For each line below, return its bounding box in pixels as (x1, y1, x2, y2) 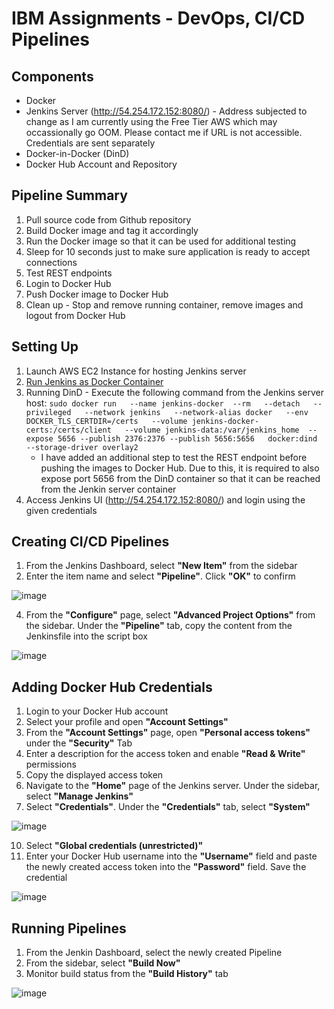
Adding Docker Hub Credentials (11, 678, 213, 696)
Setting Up (11, 338, 79, 356)
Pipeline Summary (11, 187, 128, 204)
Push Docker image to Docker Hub (25, 288, 169, 300)
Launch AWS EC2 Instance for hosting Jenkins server (25, 365, 247, 377)
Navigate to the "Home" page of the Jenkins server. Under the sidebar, (25, 780, 321, 792)
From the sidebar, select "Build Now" (25, 957, 181, 969)
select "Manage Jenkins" (25, 790, 134, 802)
